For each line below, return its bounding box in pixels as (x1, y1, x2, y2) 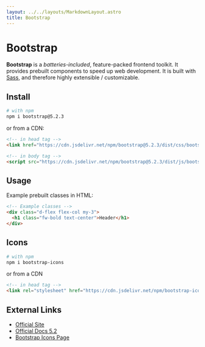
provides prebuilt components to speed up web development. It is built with (6, 68, 196, 75)
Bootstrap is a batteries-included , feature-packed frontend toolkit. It (6, 61, 179, 68)
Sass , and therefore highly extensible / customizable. (6, 74, 140, 81)
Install (6, 91, 31, 102)
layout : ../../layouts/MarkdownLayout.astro (6, 9, 121, 15)
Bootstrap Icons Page (15, 334, 70, 341)
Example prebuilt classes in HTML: (6, 191, 93, 199)
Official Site (15, 321, 45, 328)
